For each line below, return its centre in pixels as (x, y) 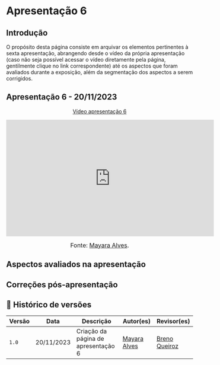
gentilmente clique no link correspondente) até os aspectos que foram (92, 66)
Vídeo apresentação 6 (100, 111)
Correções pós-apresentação (62, 285)
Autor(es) (137, 321)
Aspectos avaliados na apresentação (76, 265)
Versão (20, 321)
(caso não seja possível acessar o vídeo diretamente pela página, (86, 60)
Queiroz (168, 346)
